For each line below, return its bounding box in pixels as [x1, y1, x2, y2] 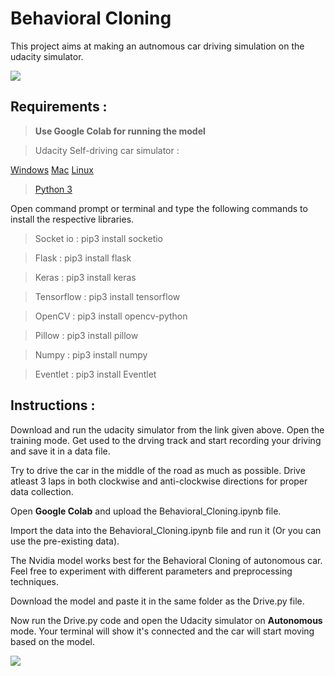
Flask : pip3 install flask [34, 252, 132, 264]
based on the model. [10, 635, 96, 647]
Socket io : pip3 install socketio [34, 232, 163, 244]
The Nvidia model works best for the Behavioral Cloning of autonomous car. [10, 554, 323, 566]
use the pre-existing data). [10, 535, 120, 547]
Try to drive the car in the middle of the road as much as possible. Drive [10, 464, 306, 476]
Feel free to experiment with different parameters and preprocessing [10, 565, 293, 577]
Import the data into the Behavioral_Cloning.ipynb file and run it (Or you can [10, 524, 322, 536]
